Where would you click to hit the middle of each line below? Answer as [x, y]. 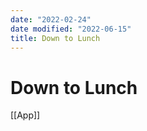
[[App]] [25, 115]
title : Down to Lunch [55, 38]
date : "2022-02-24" [51, 19]
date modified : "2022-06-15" [71, 29]
